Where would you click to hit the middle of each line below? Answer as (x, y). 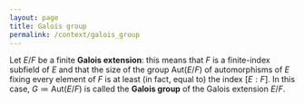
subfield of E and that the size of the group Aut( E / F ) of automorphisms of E (150, 70)
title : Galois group (49, 26)
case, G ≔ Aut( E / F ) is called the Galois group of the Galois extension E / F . (147, 89)
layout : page (34, 18)
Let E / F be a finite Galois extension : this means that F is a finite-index (140, 61)
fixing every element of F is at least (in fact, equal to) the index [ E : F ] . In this (152, 80)
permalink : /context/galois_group (75, 34)
